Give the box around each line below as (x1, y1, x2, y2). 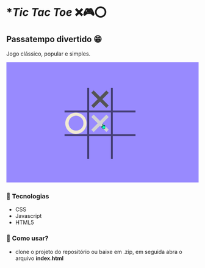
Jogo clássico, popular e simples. (6, 50, 91, 57)
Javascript (15, 212, 42, 220)
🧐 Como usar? (6, 234, 49, 242)
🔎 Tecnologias (6, 192, 49, 200)
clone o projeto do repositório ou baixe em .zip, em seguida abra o (15, 248, 182, 255)
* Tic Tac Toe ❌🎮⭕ (6, 5, 107, 20)
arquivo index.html (15, 255, 64, 262)
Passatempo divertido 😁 (6, 34, 103, 44)
